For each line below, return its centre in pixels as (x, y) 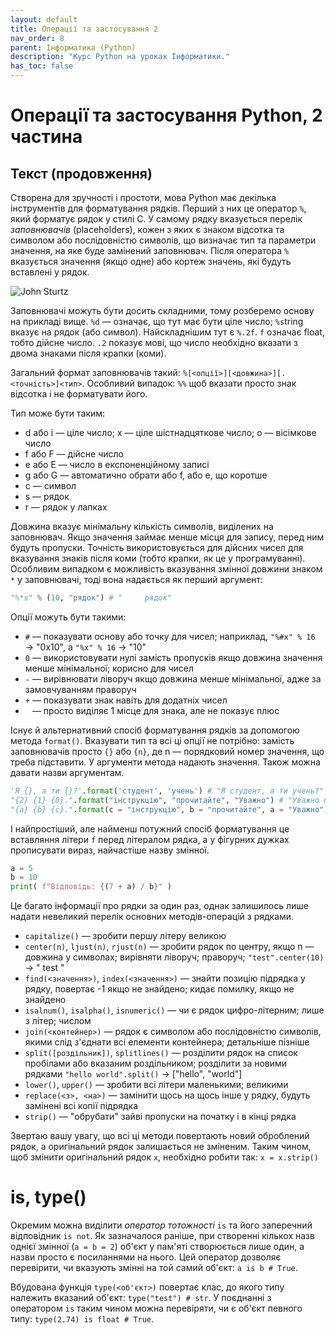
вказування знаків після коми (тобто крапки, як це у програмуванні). (158, 558)
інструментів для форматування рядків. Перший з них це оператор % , (158, 208)
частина (46, 137)
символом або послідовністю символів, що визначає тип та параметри (163, 240)
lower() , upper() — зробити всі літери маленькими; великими (156, 1085)
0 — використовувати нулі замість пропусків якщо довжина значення (173, 657)
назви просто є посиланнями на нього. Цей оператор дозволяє (146, 1257)
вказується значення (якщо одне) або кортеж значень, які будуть (151, 261)
